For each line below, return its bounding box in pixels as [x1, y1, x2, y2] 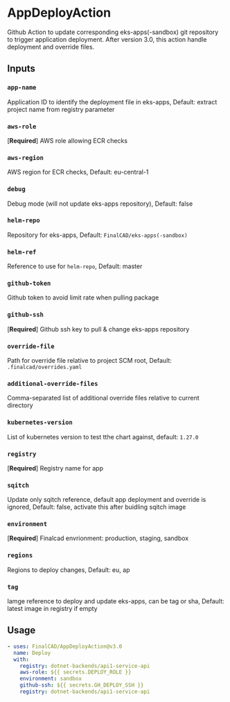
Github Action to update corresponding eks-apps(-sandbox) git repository [7, 28, 219, 36]
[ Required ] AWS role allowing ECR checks [7, 136, 128, 145]
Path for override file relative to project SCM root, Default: [7, 357, 172, 364]
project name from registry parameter [7, 105, 115, 113]
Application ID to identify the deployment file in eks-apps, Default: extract [7, 97, 218, 106]
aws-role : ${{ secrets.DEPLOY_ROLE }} [19, 669, 132, 676]
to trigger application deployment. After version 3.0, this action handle [7, 35, 207, 43]
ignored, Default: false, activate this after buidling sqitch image [7, 503, 186, 512]
